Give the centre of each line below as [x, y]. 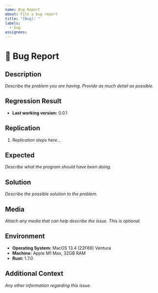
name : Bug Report [23, 9]
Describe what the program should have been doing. [58, 167]
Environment [25, 236]
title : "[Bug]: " [23, 18]
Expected [20, 156]
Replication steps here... [36, 140]
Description [23, 74]
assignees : [16, 32]
